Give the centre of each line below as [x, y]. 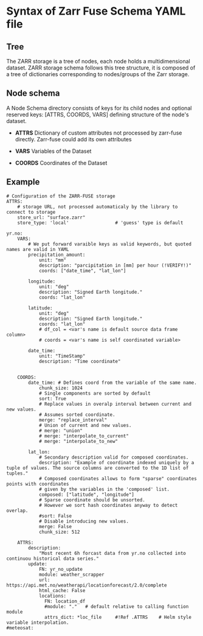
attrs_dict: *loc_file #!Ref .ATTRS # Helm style [118, 617]
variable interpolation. [38, 623]
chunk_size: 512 [59, 532]
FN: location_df [65, 601]
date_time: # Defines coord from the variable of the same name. [113, 383]
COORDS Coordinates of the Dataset [61, 163]
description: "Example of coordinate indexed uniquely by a [116, 462]
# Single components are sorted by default [95, 393]
